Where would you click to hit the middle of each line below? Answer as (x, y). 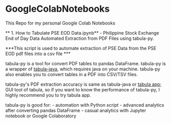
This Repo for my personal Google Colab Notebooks (60, 23)
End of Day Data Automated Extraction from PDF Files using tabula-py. (80, 38)
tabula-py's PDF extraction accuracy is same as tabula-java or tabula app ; (83, 84)
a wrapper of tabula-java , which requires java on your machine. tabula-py (83, 69)
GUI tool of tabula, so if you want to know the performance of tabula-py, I (83, 89)
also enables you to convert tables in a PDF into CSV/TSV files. (72, 74)
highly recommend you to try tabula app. (48, 95)
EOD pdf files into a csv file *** (38, 54)
